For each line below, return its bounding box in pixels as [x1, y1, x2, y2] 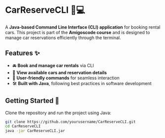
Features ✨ [5, 49, 40, 57]
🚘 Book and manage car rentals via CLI [12, 62, 94, 68]
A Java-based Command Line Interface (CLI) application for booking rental [5, 24, 161, 30]
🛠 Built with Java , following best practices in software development [12, 80, 152, 86]
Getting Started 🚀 [5, 96, 60, 105]
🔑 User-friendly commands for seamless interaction [12, 75, 120, 81]
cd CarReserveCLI [5, 124, 41, 129]
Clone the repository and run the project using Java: [5, 110, 112, 116]
